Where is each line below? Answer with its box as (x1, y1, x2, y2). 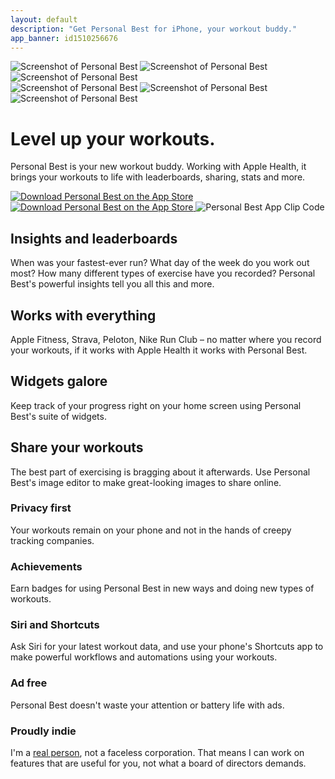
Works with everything (10, 307, 157, 324)
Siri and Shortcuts (10, 618, 100, 632)
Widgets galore (10, 373, 108, 390)
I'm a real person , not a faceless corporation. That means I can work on (10, 747, 305, 759)
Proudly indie (10, 724, 77, 738)
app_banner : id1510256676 (10, 33, 118, 43)
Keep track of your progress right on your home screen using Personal (10, 399, 302, 411)
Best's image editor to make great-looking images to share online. (10, 476, 282, 488)
